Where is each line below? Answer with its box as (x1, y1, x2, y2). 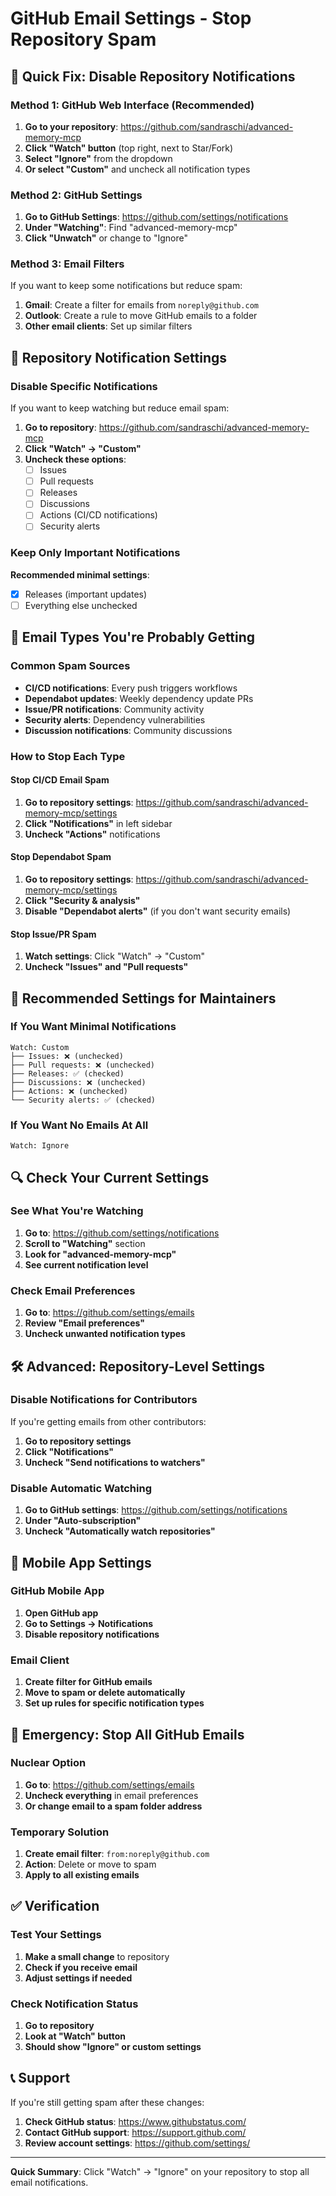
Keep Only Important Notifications (10, 546, 181, 560)
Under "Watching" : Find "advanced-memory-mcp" (24, 222, 238, 234)
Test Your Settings (10, 1928, 102, 1942)
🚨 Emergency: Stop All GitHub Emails (10, 1726, 245, 1743)
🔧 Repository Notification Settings (10, 349, 227, 366)
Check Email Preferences (10, 1283, 136, 1297)
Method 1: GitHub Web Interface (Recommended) (10, 98, 255, 112)
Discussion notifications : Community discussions (24, 724, 233, 736)
